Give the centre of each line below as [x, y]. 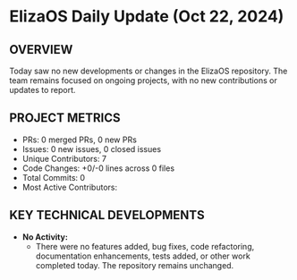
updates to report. [42, 90]
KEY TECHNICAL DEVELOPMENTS [107, 215]
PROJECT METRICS [65, 118]
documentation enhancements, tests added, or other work [143, 256]
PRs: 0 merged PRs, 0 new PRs [79, 140]
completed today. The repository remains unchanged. [135, 265]
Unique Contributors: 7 [64, 158]
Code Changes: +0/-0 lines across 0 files [98, 168]
